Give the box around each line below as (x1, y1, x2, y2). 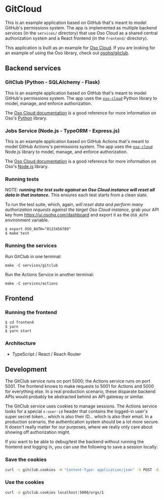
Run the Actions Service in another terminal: (5, 271, 94, 277)
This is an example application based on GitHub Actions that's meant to (5, 138, 149, 144)
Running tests (5, 175, 39, 182)
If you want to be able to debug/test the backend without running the (5, 439, 144, 445)
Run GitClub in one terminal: (5, 253, 62, 259)
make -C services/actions (5, 281, 58, 286)
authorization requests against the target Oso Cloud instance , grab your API (5, 207, 159, 213)
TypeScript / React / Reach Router (12, 351, 81, 357)
